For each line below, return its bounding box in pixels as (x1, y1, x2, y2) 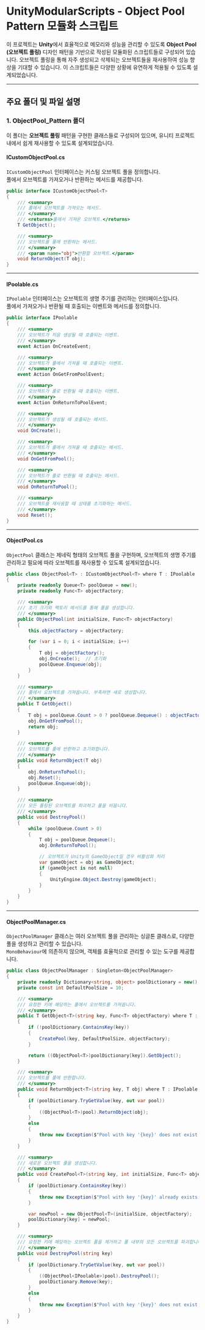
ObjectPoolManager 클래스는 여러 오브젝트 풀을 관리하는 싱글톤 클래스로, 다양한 (6, 933, 195, 940)
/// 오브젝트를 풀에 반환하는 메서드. (17, 239, 98, 245)
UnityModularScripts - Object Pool (6, 4, 185, 18)
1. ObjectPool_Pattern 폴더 (6, 116, 85, 125)
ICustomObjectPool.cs (6, 154, 65, 161)
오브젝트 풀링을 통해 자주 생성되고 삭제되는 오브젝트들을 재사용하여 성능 (19, 56, 189, 63)
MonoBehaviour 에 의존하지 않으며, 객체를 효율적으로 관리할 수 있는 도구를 (6, 948, 179, 955)
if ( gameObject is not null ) (38, 865, 113, 871)
